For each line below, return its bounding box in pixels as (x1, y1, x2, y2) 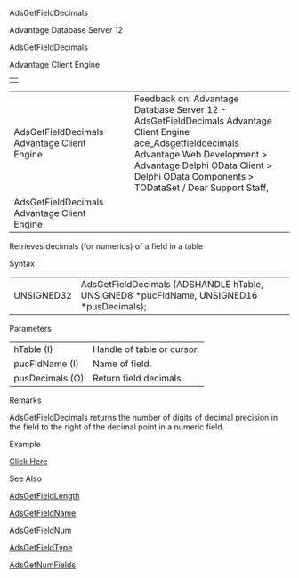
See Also (9, 473, 43, 484)
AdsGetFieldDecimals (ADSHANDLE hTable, (80, 278, 264, 290)
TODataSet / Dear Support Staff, (133, 181, 270, 194)
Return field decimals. (92, 373, 184, 384)
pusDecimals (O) (13, 373, 85, 384)
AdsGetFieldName (9, 508, 77, 518)
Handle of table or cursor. (92, 343, 200, 355)
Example (9, 439, 42, 449)
